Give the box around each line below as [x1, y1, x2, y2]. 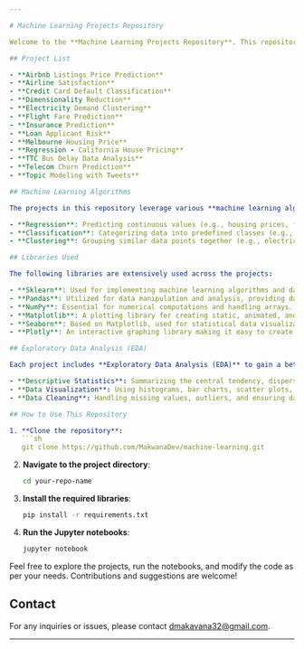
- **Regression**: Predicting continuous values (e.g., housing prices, [9, 220, 290, 229]
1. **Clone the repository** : [9, 426, 124, 435]
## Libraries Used [9, 253, 79, 262]
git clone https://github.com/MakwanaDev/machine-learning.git [21, 443, 265, 452]
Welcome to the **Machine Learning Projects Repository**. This [9, 37, 257, 46]
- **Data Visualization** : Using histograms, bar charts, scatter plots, [9, 385, 294, 394]
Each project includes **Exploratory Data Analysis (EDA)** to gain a [9, 361, 281, 370]
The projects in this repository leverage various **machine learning [9, 203, 281, 212]
